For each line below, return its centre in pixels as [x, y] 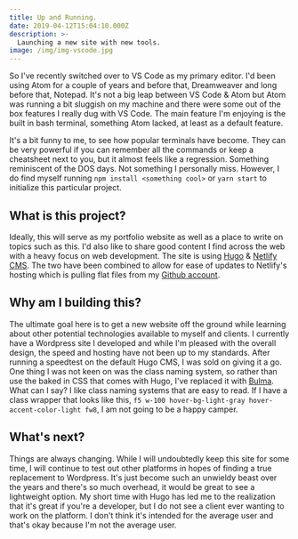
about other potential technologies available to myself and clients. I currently [149, 334]
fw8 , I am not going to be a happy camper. [161, 409]
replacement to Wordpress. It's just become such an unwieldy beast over [143, 478]
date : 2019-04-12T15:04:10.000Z [69, 26]
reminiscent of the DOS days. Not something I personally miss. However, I [145, 169]
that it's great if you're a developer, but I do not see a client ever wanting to [147, 506]
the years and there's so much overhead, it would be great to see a [132, 487]
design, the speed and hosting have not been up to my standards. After [140, 352]
